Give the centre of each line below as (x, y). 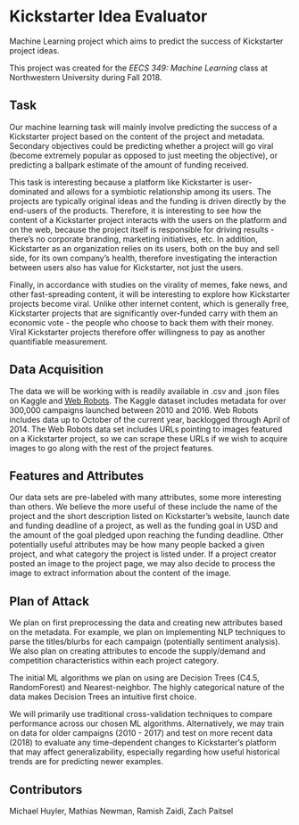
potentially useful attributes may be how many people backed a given (137, 545)
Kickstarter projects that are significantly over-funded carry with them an (144, 313)
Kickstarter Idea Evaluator (108, 16)
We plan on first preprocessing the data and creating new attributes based (146, 623)
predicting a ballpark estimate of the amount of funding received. (129, 165)
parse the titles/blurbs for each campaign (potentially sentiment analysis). (145, 642)
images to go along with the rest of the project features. (112, 448)
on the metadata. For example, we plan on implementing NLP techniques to (147, 632)
